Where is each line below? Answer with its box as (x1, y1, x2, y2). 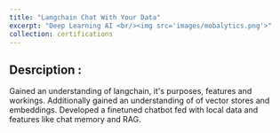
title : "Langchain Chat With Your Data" (9, 12, 162, 22)
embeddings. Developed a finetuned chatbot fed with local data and (9, 105, 259, 115)
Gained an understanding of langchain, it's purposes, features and (9, 86, 252, 97)
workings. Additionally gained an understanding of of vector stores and (9, 95, 270, 106)
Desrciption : (9, 62, 83, 77)
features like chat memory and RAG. (9, 114, 141, 125)
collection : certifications (9, 29, 114, 38)
